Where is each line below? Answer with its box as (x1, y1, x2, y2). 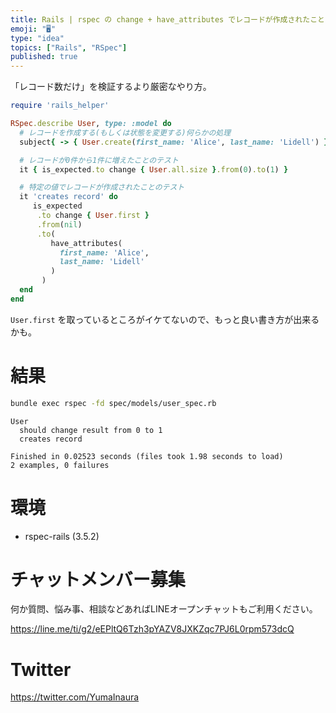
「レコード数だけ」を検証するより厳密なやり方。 (10, 81, 212, 93)
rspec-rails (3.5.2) (24, 530, 100, 542)
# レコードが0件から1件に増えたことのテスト (19, 155, 179, 165)
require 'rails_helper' (10, 101, 110, 111)
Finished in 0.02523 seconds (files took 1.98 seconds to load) (10, 451, 284, 461)
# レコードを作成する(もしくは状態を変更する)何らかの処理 (19, 127, 232, 138)
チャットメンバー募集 (10, 568, 186, 591)
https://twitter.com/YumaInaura (10, 691, 140, 703)
